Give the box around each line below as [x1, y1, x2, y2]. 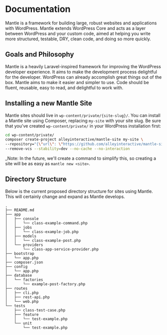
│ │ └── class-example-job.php [5, 229, 79, 234]
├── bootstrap [5, 251, 35, 256]
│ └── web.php [5, 299, 39, 304]
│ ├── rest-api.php [5, 295, 50, 300]
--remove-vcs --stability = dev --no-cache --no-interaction [5, 146, 130, 151]
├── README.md [5, 208, 35, 213]
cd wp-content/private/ [5, 132, 55, 137]
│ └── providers [5, 242, 43, 247]
